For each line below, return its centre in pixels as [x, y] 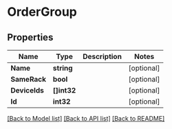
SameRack [29, 79]
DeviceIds [28, 90]
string [63, 68]
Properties [30, 37]
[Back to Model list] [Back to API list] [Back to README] [86, 118]
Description [102, 57]
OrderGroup [42, 12]
